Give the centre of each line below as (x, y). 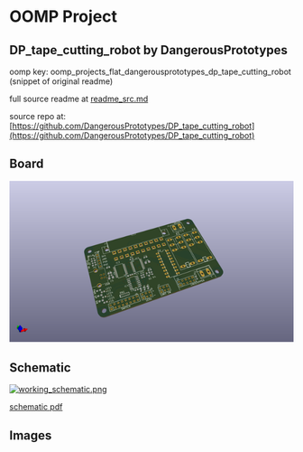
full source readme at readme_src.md (79, 99)
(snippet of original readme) (61, 81)
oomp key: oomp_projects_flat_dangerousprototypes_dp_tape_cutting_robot (150, 71)
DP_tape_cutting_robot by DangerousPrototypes (149, 50)
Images (31, 435)
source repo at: (37, 116)
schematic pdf (36, 407)
